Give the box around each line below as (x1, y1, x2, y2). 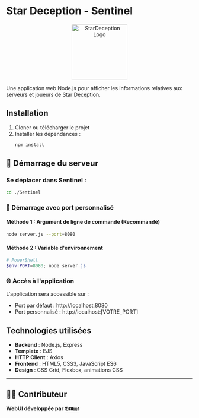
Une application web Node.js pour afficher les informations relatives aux (6, 84, 182, 91)
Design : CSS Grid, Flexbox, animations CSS (14, 366, 123, 373)
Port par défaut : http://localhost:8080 (14, 302, 108, 309)
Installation (6, 108, 49, 118)
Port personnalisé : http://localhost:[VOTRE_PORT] (14, 308, 139, 315)
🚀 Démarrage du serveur (6, 159, 99, 169)
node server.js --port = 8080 (6, 232, 76, 237)
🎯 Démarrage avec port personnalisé (6, 204, 114, 212)
